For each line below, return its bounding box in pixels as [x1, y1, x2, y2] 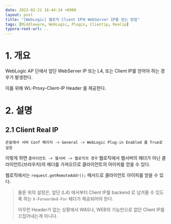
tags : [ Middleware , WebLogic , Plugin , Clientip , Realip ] [5, 21, 129, 27]
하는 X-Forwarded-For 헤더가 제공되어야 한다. [23, 196, 114, 202]
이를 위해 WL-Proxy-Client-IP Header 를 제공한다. [5, 85, 106, 91]
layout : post [5, 12, 33, 17]
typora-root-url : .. [5, 27, 50, 32]
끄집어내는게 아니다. [17, 213, 58, 219]
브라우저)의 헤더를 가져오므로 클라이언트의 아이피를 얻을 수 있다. [23, 161, 151, 167]
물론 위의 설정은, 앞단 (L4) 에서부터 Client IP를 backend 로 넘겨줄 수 [17, 189, 155, 195]
